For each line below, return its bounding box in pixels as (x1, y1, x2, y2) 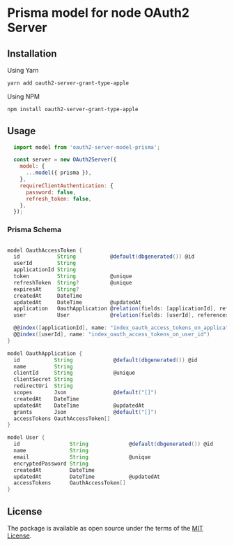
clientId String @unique (13, 369, 136, 377)
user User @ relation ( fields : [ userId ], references (13, 312, 229, 319)
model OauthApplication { (7, 350, 82, 357)
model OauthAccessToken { (7, 247, 82, 254)
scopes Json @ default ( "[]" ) (13, 389, 157, 396)
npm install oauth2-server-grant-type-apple (7, 106, 139, 113)
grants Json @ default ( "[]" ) (13, 408, 157, 415)
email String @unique (13, 453, 151, 461)
